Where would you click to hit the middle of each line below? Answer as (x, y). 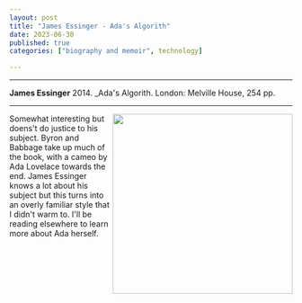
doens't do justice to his (54, 129)
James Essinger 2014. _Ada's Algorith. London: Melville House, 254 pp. (142, 93)
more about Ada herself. (54, 234)
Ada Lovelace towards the (58, 166)
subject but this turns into (57, 195)
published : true (40, 43)
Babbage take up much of (57, 147)
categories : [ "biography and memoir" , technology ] (106, 51)
